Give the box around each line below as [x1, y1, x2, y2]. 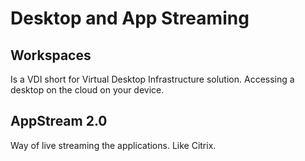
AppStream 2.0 [10, 113, 108, 130]
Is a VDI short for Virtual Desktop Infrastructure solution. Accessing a [10, 73, 295, 85]
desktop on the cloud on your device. [10, 84, 165, 96]
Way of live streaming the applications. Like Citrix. [10, 139, 217, 151]
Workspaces [10, 47, 92, 64]
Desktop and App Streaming [10, 7, 250, 30]
